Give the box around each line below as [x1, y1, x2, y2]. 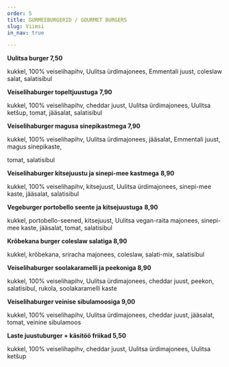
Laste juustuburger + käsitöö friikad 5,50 [7, 331, 127, 340]
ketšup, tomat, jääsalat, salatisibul [7, 109, 103, 117]
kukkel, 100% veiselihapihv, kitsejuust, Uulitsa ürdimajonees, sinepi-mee [7, 183, 211, 191]
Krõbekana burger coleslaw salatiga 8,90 [7, 237, 128, 245]
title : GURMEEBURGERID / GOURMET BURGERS [7, 16, 128, 23]
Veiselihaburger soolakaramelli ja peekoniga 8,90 [7, 264, 152, 272]
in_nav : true [7, 29, 45, 36]
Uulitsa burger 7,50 [7, 54, 63, 63]
